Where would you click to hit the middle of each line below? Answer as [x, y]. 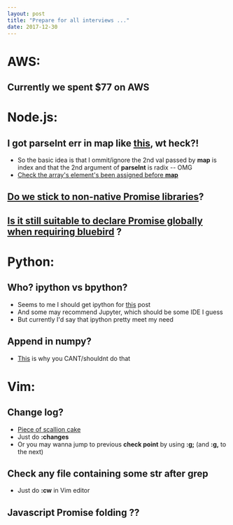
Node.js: [33, 117]
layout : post [26, 14]
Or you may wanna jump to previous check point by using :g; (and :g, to [122, 444]
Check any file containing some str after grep [108, 473]
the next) [30, 451]
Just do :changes [43, 437]
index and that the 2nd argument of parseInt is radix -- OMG [105, 167]
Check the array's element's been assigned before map [98, 175]
